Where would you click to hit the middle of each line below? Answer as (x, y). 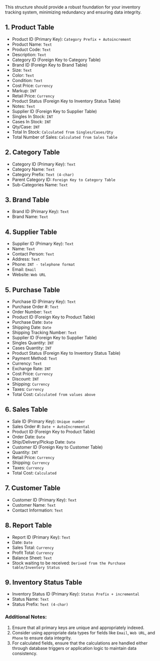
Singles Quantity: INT (33, 343)
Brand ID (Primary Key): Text (40, 212)
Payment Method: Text (35, 358)
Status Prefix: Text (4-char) (40, 604)
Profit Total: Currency (33, 552)
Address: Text (26, 259)
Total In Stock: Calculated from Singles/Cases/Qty (63, 132)
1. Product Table (30, 27)
